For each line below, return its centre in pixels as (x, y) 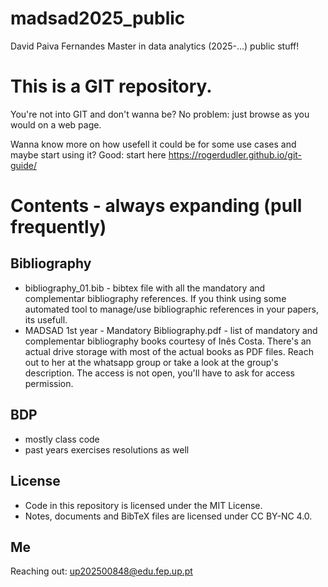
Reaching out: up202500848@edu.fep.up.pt (101, 571)
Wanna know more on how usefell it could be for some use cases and (153, 144)
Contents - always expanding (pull (156, 206)
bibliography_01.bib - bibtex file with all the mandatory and (145, 288)
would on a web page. (56, 124)
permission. (49, 383)
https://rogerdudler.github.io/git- (235, 154)
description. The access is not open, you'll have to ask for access (159, 373)
